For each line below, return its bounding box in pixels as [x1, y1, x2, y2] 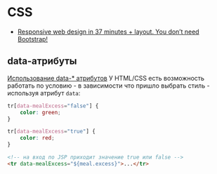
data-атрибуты [7, 55, 77, 67]
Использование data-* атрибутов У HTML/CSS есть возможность [7, 74, 205, 82]
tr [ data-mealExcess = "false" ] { [7, 102, 99, 109]
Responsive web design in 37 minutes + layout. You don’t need [17, 27, 199, 36]
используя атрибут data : [7, 88, 81, 97]
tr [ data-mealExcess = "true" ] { [7, 128, 96, 135]
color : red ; [20, 135, 55, 142]
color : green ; [20, 109, 61, 116]
